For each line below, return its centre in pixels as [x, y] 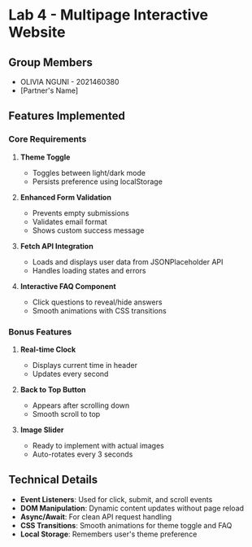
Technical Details [53, 480]
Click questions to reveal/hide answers [97, 302]
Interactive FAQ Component [68, 286]
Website [37, 32]
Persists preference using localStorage [97, 182]
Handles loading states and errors [89, 270]
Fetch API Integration [56, 246]
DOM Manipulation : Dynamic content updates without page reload [132, 508]
